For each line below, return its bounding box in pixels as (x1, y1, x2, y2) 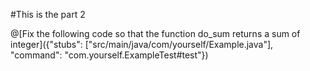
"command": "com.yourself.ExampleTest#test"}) (10, 49, 209, 61)
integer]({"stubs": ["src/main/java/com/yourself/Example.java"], (10, 39, 274, 50)
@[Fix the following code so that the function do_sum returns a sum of (10, 28, 301, 39)
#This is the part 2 (10, 9, 86, 20)
